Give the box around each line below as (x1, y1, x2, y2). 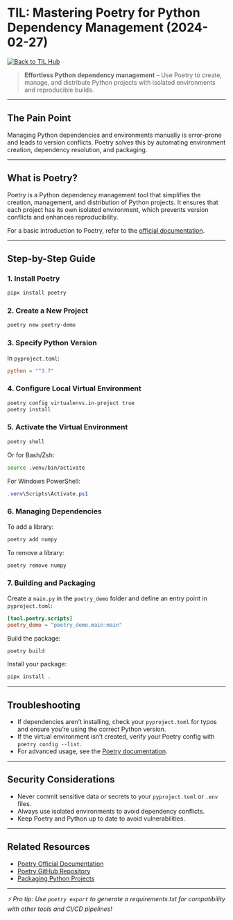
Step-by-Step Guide (7, 252, 96, 265)
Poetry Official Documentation (17, 860, 104, 868)
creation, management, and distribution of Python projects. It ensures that (7, 198, 218, 206)
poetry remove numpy (7, 561, 67, 569)
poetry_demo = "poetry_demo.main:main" (7, 621, 123, 628)
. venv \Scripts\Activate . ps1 (7, 490, 89, 498)
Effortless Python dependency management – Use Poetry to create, (24, 71, 222, 79)
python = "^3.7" (7, 367, 54, 375)
